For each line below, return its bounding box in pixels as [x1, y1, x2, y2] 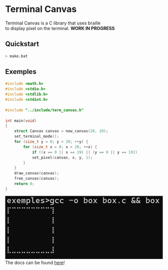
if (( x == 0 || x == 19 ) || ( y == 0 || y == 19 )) [31, 150, 137, 155]
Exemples [5, 67, 36, 76]
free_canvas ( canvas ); [14, 176, 59, 181]
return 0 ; [14, 181, 35, 187]
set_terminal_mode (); [14, 134, 59, 139]
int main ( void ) [5, 118, 37, 123]
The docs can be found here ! [5, 260, 65, 266]
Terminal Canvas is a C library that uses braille [5, 20, 101, 26]
